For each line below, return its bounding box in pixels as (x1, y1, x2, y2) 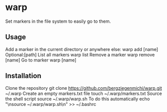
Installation (5, 72, 41, 80)
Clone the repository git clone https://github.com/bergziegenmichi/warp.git (5, 85, 162, 91)
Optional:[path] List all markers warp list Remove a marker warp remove (5, 51, 155, 58)
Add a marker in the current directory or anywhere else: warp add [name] (5, 46, 158, 52)
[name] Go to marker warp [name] (5, 57, 77, 63)
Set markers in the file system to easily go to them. (5, 18, 111, 24)
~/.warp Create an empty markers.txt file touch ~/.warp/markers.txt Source (5, 90, 162, 96)
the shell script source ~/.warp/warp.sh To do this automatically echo (5, 95, 150, 102)
